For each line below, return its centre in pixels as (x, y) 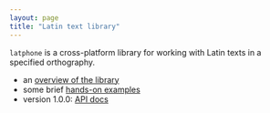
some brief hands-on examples (82, 89)
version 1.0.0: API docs (66, 99)
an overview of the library (71, 79)
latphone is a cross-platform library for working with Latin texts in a (135, 52)
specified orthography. (52, 62)
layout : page (34, 18)
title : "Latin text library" (65, 26)
